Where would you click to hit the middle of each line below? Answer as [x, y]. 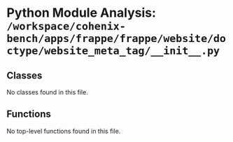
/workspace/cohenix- [66, 26]
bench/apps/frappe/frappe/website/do [116, 39]
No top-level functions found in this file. [64, 131]
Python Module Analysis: [82, 13]
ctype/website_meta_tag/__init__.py [113, 51]
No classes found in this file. [47, 92]
